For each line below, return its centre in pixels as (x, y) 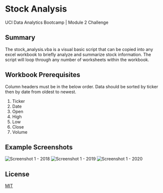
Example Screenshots (39, 147)
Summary (20, 38)
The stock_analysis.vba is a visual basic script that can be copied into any (79, 49)
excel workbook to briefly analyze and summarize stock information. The (78, 54)
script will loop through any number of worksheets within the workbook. (77, 60)
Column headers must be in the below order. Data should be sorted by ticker (81, 86)
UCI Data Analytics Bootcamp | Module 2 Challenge (57, 22)
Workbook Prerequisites (43, 75)
